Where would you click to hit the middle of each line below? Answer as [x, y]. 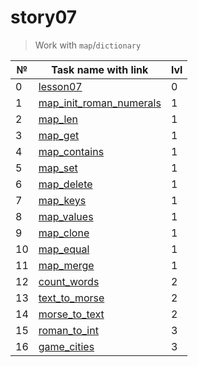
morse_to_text [71, 314]
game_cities [66, 346]
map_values [66, 216]
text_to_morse [71, 298]
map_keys [62, 200]
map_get [59, 135]
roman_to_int [68, 330]
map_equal [64, 249]
